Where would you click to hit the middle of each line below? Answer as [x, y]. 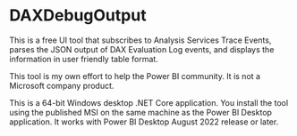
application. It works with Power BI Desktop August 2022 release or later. [144, 122]
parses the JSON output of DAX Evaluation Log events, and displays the [142, 49]
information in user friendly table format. [84, 59]
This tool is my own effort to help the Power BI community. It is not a [135, 76]
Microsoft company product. [62, 85]
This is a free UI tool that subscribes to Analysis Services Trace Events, [140, 40]
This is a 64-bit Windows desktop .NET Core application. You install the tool [149, 102]
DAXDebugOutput [78, 16]
